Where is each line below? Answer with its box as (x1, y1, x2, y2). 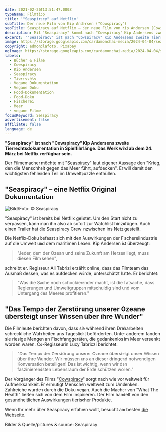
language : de (5, 126, 32, 131)
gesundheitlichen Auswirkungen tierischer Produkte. (5, 397, 112, 403)
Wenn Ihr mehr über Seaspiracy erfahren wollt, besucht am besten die (5, 407, 148, 412)
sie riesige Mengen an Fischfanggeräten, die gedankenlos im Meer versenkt (5, 336, 160, 342)
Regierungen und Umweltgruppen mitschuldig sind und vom (17, 285, 140, 291)
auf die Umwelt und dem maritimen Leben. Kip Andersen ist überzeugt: (5, 240, 150, 247)
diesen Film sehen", (17, 255, 58, 262)
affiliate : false (5, 122, 41, 127)
